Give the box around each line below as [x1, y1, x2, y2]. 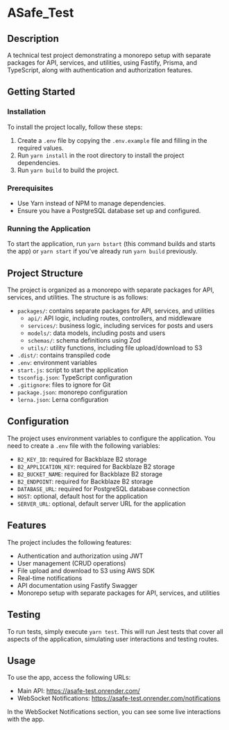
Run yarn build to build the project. [17, 166, 119, 174]
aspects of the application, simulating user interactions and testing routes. [7, 635, 219, 643]
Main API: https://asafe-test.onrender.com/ [17, 687, 140, 695]
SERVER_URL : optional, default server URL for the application [17, 499, 186, 508]
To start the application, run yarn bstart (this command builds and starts [7, 240, 216, 248]
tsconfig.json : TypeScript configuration [17, 373, 133, 382]
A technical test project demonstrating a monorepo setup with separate [7, 51, 212, 59]
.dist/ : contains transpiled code [17, 351, 111, 359]
